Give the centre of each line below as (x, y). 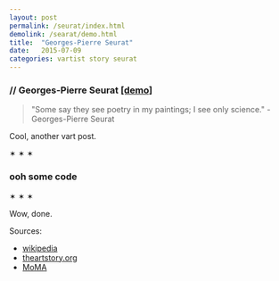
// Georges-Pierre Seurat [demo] (81, 90)
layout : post (33, 17)
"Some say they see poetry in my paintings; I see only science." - (151, 110)
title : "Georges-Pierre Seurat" (71, 42)
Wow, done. (31, 213)
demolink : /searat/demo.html (63, 34)
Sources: (26, 231)
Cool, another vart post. (53, 136)
